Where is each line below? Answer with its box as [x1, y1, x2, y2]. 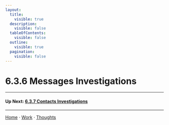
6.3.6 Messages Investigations [5, 75, 137, 86]
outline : [10, 40, 28, 45]
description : [10, 21, 37, 26]
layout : [5, 7, 22, 12]
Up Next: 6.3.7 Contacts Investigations [5, 98, 88, 104]
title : [10, 12, 24, 17]
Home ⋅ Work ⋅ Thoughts [5, 114, 56, 120]
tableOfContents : [10, 30, 46, 35]
